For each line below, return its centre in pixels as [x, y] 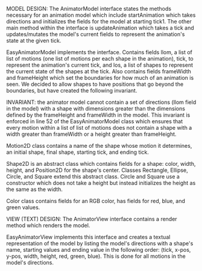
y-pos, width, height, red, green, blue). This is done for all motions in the [96, 256]
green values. [23, 207]
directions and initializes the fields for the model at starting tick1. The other [99, 21]
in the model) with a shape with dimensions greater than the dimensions [96, 108]
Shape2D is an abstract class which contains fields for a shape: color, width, [101, 164]
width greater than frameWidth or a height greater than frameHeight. [91, 134]
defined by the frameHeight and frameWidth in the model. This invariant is [98, 115]
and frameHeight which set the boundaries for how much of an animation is [100, 78]
